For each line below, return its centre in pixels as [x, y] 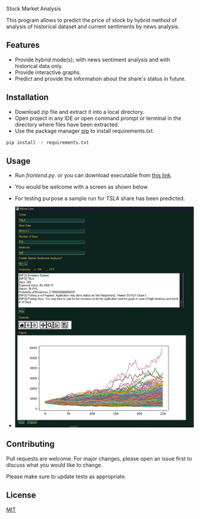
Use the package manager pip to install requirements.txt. [85, 131]
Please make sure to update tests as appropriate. [66, 476]
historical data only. [39, 66]
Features [23, 45]
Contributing [30, 444]
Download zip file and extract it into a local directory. [79, 112]
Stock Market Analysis [34, 9]
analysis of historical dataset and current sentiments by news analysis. [93, 27]
